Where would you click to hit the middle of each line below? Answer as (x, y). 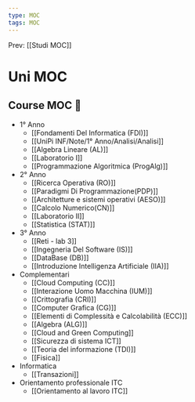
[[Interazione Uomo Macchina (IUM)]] (92, 291)
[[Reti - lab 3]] (54, 241)
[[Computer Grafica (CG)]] (74, 307)
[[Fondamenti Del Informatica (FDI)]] (90, 132)
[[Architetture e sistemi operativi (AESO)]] (98, 199)
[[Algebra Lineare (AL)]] (70, 149)
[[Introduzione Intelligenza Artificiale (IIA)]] (100, 266)
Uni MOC (38, 76)
